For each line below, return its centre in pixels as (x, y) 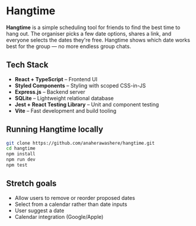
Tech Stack (27, 65)
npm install (21, 154)
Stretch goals (31, 184)
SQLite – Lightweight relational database (64, 98)
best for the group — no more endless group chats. (69, 46)
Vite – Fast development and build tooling (65, 110)
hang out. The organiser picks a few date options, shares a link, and (89, 33)
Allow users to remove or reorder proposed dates (75, 198)
